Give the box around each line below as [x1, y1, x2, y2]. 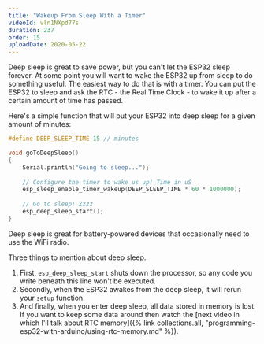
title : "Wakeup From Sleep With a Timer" [8, 11, 147, 20]
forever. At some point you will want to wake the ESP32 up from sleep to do [8, 71, 254, 80]
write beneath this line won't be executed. [19, 276, 156, 286]
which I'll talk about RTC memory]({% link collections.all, [19, 318, 203, 327]
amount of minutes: [8, 120, 72, 129]
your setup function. [19, 293, 85, 302]
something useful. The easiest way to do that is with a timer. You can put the [8, 80, 256, 89]
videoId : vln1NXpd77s [8, 19, 80, 27]
